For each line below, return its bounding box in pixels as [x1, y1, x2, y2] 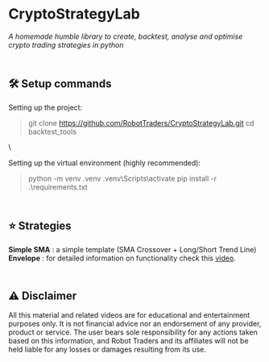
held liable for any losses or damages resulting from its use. [8, 344, 207, 355]
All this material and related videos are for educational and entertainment [8, 310, 250, 320]
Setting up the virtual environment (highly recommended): [8, 158, 201, 168]
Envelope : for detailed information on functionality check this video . [8, 253, 236, 263]
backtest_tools [27, 127, 77, 136]
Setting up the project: [8, 102, 83, 112]
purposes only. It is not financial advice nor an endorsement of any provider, [8, 319, 262, 329]
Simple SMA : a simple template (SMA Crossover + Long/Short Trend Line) [8, 244, 257, 254]
